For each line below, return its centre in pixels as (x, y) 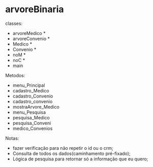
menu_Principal (29, 85)
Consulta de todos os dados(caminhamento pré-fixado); (71, 153)
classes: (14, 23)
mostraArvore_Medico (36, 107)
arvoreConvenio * (31, 39)
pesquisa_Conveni (32, 123)
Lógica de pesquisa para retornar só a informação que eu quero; (80, 159)
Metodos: (15, 75)
